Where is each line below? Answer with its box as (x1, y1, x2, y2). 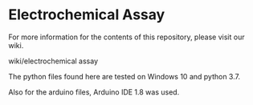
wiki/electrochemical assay (8, 56, 99, 66)
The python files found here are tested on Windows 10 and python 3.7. (8, 71, 241, 81)
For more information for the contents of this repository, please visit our (8, 32, 245, 42)
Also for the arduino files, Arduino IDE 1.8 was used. (8, 87, 180, 97)
